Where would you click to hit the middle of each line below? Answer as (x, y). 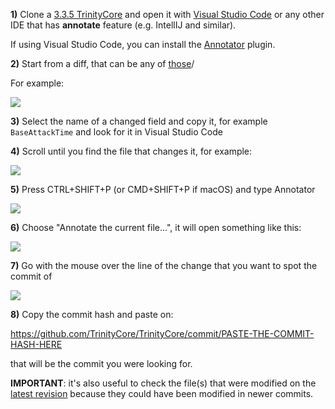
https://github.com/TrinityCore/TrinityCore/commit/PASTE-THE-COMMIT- (162, 333)
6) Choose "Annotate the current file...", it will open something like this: (156, 227)
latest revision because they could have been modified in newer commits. (162, 393)
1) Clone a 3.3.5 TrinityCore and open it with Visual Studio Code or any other (167, 14)
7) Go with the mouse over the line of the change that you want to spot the (164, 265)
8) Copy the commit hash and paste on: (92, 314)
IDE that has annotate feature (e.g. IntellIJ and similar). (123, 25)
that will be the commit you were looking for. (101, 363)
